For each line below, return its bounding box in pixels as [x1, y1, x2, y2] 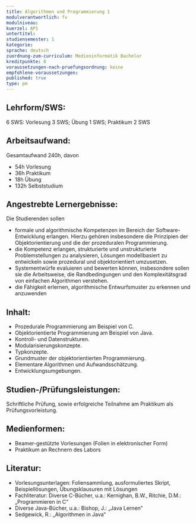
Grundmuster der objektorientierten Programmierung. [14, 355, 146, 362]
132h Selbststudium [14, 182, 64, 189]
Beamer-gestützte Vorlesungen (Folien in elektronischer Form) [14, 439, 168, 447]
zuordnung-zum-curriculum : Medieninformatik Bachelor [6, 53, 143, 59]
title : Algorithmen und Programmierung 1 [6, 8, 110, 15]
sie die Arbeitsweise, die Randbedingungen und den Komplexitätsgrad [14, 271, 187, 278]
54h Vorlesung [14, 163, 52, 170]
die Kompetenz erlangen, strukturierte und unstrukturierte [14, 245, 157, 253]
